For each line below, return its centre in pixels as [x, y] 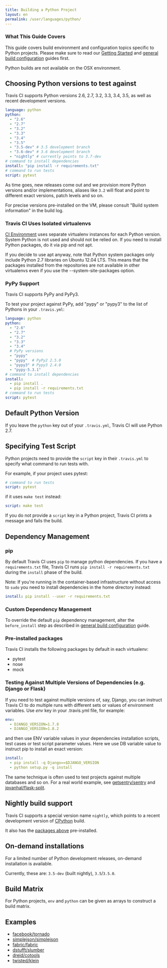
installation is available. [29, 863]
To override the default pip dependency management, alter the [70, 620]
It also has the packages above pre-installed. [51, 830]
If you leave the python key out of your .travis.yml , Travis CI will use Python [84, 425]
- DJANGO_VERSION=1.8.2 [34, 729]
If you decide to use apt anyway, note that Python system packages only [80, 254]
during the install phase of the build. [44, 572]
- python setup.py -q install [41, 768]
